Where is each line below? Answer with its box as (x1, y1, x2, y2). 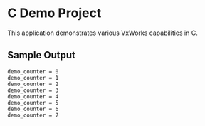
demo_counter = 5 (7, 99, 59, 106)
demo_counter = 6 (7, 105, 59, 112)
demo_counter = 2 (7, 80, 59, 88)
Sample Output (7, 49, 76, 61)
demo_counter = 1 (7, 74, 59, 81)
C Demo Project (7, 5, 102, 21)
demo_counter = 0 (7, 68, 59, 75)
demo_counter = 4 (7, 93, 59, 100)
